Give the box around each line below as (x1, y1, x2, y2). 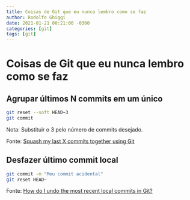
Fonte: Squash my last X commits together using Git (6, 138, 135, 145)
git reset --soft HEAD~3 (6, 109, 69, 116)
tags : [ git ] (6, 31, 36, 37)
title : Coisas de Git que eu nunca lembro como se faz (6, 8, 147, 15)
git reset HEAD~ (6, 177, 47, 183)
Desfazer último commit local (6, 155, 118, 165)
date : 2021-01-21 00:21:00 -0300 (6, 20, 90, 26)
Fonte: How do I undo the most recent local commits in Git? (6, 187, 153, 195)
